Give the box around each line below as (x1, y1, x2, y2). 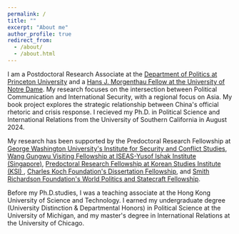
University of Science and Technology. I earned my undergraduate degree (7, 195, 226, 204)
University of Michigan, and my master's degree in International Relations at (7, 211, 230, 220)
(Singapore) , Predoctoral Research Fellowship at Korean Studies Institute (7, 159, 221, 168)
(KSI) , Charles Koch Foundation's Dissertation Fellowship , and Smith (7, 167, 210, 175)
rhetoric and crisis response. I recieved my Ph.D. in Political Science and (7, 108, 220, 116)
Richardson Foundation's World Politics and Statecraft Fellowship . (7, 174, 201, 183)
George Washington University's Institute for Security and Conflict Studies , (7, 144, 228, 153)
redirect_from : (7, 37, 53, 44)
